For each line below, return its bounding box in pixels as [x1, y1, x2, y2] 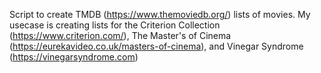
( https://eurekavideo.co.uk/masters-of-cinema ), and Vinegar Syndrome [9, 40, 304, 52]
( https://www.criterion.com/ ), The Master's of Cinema [9, 30, 232, 41]
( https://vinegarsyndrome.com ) [9, 51, 139, 63]
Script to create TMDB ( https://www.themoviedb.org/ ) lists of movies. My [9, 9, 311, 20]
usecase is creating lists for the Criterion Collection [9, 19, 221, 31]
